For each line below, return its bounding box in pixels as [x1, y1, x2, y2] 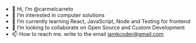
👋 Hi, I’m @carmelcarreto [11, 6, 74, 12]
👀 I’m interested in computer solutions [11, 12, 105, 19]
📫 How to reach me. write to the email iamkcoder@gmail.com [11, 31, 164, 37]
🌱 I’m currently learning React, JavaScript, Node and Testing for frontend [11, 18, 191, 24]
